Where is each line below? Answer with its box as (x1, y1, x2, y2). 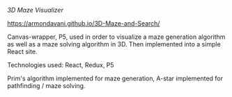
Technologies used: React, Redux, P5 (7, 61, 114, 69)
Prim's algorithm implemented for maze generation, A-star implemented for (7, 74, 224, 82)
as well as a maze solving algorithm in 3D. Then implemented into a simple (7, 40, 221, 48)
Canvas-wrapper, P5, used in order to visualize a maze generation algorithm (7, 33, 226, 41)
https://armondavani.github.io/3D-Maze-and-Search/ (7, 19, 160, 27)
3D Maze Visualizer (7, 6, 64, 14)
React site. (7, 48, 38, 55)
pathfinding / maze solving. (7, 82, 86, 89)
